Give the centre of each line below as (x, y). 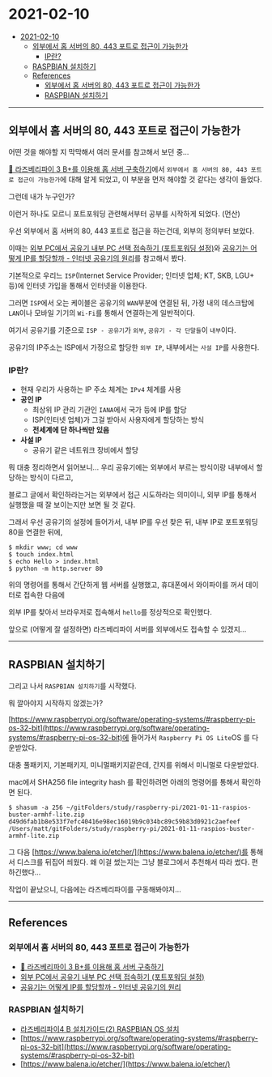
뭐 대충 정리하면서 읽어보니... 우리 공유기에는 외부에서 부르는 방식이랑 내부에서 (132, 467)
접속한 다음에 (44, 595)
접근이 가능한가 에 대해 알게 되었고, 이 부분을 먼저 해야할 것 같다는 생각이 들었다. (140, 179)
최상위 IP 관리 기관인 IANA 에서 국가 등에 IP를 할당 (110, 410)
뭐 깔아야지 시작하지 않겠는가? (56, 703)
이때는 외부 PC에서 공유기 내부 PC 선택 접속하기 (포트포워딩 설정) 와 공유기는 (129, 248)
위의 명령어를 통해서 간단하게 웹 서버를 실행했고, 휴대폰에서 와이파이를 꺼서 (126, 585)
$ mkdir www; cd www (43, 547)
